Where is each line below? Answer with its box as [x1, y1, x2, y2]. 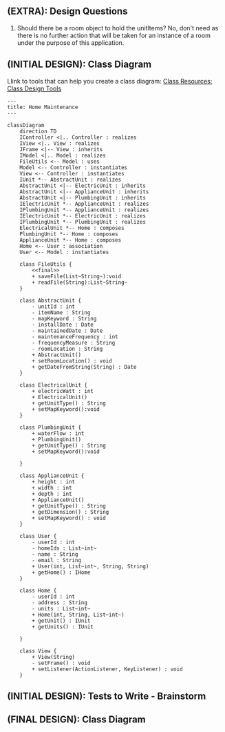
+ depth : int [32, 490, 72, 497]
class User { [19, 532, 57, 539]
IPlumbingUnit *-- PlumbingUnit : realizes [19, 218, 147, 225]
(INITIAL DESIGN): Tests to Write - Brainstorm [7, 691, 206, 702]
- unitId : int [32, 303, 76, 310]
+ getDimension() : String [32, 508, 109, 515]
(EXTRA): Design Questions [7, 6, 128, 17]
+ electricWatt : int [32, 387, 94, 394]
